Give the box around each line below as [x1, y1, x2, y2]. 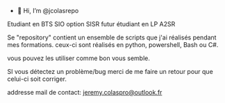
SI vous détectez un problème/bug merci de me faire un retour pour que [7, 68, 213, 75]
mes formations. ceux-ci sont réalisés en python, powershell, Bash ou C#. [7, 41, 219, 48]
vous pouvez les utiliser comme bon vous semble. [7, 54, 151, 62]
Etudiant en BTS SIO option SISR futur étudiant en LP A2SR [7, 20, 176, 28]
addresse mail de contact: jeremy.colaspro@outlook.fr [7, 88, 162, 96]
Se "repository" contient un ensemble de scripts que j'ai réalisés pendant [7, 33, 217, 41]
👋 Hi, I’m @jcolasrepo [17, 7, 79, 15]
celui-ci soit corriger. [7, 75, 67, 83]
